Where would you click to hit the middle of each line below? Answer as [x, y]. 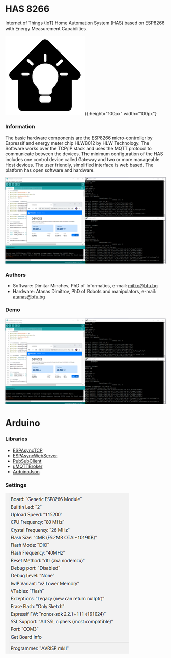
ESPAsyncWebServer [35, 455]
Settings [16, 485]
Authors [16, 275]
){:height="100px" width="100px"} [121, 113]
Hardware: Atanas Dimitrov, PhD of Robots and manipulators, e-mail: [84, 292]
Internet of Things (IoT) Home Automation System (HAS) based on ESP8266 [85, 23]
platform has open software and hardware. [50, 170]
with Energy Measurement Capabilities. [46, 28]
